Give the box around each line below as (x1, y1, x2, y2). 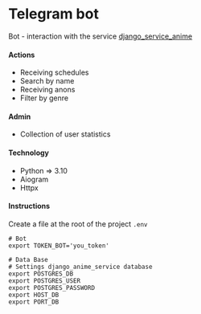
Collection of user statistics (19, 129, 111, 139)
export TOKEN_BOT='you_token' (8, 242, 110, 250)
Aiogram (19, 174, 49, 184)
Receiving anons (19, 85, 76, 95)
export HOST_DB (8, 291, 59, 299)
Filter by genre (19, 93, 69, 103)
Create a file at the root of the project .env (8, 218, 148, 229)
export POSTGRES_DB (8, 270, 74, 278)
